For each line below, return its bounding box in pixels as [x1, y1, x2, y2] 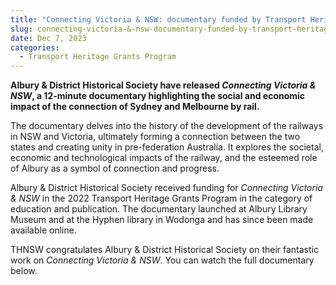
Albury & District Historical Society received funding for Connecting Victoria [10, 182, 323, 194]
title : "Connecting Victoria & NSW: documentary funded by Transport [10, 14, 307, 25]
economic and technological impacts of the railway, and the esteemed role [10, 152, 318, 164]
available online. [10, 224, 77, 236]
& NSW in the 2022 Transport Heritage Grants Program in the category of [10, 192, 313, 205]
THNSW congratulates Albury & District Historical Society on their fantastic [10, 244, 319, 256]
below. [10, 265, 38, 277]
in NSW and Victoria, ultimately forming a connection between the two [10, 131, 301, 143]
